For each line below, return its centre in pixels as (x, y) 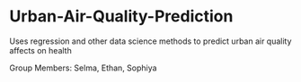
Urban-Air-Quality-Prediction (121, 16)
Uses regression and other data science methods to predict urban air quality (150, 41)
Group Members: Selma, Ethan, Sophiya (83, 68)
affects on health (40, 50)
